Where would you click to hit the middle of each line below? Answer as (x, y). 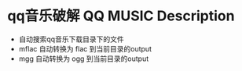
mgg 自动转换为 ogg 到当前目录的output (84, 59)
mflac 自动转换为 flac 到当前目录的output (85, 48)
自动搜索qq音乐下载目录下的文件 (71, 39)
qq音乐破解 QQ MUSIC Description (121, 16)
